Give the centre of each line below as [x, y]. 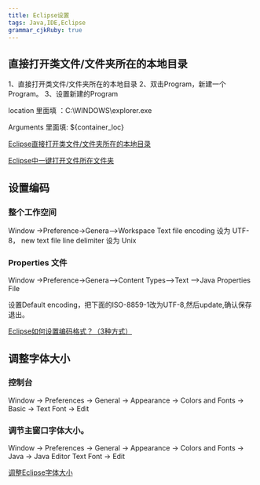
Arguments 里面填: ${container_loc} [66, 127]
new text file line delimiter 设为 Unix [79, 240]
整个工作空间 [33, 212]
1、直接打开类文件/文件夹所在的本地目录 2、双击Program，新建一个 [117, 84]
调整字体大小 [39, 358]
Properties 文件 [38, 262]
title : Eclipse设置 [39, 15]
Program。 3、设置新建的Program [63, 94]
